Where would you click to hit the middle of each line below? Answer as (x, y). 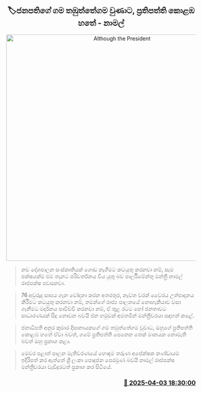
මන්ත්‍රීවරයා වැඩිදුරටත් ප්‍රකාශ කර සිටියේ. (66, 366)
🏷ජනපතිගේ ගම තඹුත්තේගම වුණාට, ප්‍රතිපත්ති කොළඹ (101, 11)
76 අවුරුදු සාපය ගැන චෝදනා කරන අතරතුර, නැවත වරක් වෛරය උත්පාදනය (107, 295)
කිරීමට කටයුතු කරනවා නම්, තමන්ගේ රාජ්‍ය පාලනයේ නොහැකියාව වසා (101, 302)
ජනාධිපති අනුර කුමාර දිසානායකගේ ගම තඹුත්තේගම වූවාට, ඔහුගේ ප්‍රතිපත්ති (107, 327)
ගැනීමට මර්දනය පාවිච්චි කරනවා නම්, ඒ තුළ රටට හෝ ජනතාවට (93, 308)
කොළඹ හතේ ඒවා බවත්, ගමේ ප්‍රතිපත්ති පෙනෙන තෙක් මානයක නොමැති (103, 334)
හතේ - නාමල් (101, 23)
